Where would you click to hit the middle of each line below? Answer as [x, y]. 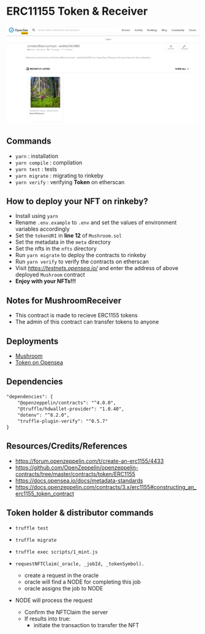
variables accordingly [43, 229]
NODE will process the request [54, 600]
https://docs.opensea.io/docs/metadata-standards [79, 481]
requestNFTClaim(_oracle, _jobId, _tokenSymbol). [80, 564]
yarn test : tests [36, 169]
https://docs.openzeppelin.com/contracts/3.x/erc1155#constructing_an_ [106, 487]
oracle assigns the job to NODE [64, 588]
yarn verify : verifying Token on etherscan [70, 182]
